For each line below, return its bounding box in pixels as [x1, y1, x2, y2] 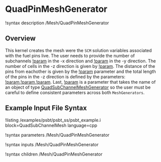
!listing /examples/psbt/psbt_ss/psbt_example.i [5, 117, 101, 123]
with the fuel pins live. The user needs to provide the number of [5, 53, 135, 58]
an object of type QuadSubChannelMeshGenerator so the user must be [5, 84, 151, 90]
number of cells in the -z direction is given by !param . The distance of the [5, 63, 155, 69]
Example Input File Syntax [5, 104, 87, 112]
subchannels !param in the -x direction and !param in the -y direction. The [5, 58, 156, 64]
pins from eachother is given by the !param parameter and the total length [5, 68, 156, 74]
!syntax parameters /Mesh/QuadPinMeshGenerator [5, 132, 110, 138]
